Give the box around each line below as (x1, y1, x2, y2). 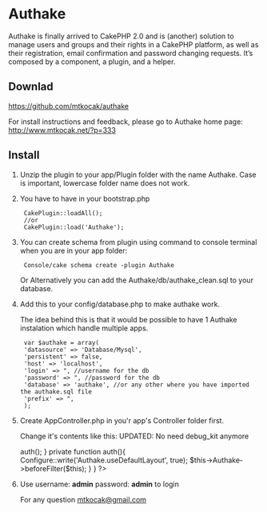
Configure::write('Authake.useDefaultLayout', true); (19, 455, 188, 465)
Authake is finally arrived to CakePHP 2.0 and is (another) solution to (8, 31, 234, 41)
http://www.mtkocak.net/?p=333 (8, 125, 116, 134)
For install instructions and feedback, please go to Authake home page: (8, 117, 244, 126)
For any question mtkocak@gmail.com (19, 494, 146, 504)
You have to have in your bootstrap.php (19, 194, 150, 203)
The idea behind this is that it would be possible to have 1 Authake (19, 314, 237, 324)
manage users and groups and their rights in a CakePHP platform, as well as (8, 39, 259, 49)
